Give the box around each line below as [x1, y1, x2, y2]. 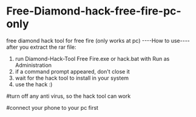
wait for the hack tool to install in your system [15, 74, 129, 81]
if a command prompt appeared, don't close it [15, 68, 130, 75]
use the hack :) [15, 80, 53, 88]
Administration [15, 62, 52, 69]
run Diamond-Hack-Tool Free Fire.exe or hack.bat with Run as [15, 55, 170, 62]
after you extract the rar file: [6, 43, 77, 51]
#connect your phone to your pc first [6, 104, 99, 111]
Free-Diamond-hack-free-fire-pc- [6, 4, 181, 18]
